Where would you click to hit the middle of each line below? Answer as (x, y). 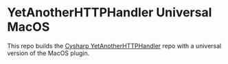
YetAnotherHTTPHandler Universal (110, 13)
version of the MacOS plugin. (48, 53)
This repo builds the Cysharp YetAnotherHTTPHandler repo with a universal (114, 46)
